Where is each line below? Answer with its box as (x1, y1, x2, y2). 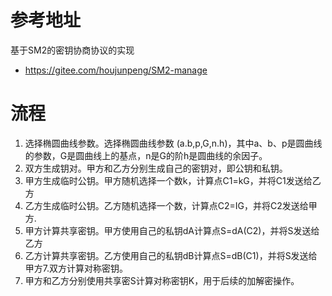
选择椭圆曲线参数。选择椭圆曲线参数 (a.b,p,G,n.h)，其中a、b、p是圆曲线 (24, 137, 323, 149)
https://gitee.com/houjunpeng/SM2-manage (24, 64, 208, 76)
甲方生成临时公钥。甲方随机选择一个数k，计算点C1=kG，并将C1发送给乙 (24, 174, 322, 186)
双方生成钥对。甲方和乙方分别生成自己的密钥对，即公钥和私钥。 (24, 162, 288, 174)
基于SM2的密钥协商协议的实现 (10, 44, 135, 56)
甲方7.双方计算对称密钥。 (24, 262, 129, 274)
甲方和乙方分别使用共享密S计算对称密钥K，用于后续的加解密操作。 (24, 274, 300, 286)
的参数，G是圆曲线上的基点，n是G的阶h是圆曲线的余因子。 (24, 149, 268, 161)
